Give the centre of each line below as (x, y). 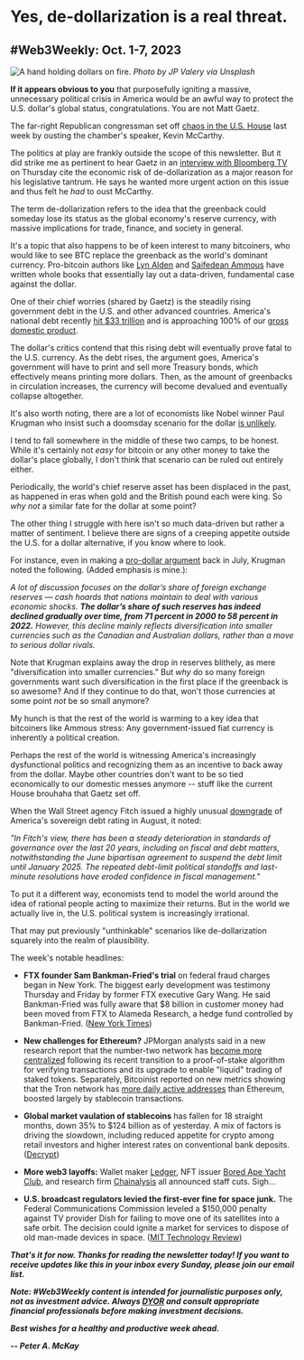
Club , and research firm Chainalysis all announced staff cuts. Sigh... (149, 1182)
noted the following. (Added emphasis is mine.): (99, 570)
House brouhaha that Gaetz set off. (75, 793)
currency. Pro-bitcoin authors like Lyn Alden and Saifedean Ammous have (147, 265)
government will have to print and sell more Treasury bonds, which (134, 367)
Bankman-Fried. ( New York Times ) (88, 1023)
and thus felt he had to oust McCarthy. (82, 191)
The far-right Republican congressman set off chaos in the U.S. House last (148, 126)
